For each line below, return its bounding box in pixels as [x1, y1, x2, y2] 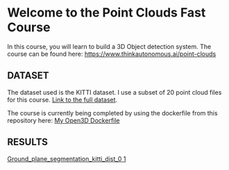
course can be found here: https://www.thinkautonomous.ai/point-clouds [7, 50, 217, 58]
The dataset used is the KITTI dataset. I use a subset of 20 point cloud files [7, 88, 222, 96]
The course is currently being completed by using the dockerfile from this [7, 108, 218, 117]
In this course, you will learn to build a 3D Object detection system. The [7, 42, 212, 50]
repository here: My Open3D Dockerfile [7, 116, 120, 124]
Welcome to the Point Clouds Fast [7, 5, 206, 21]
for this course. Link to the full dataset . [7, 95, 118, 104]
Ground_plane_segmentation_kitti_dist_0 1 [7, 154, 126, 163]
